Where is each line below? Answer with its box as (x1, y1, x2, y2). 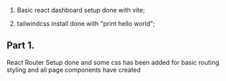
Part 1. (6, 40, 35, 52)
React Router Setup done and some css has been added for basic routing (6, 58, 220, 66)
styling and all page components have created (6, 66, 142, 74)
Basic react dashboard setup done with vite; (16, 6, 145, 14)
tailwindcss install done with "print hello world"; (16, 20, 156, 27)
